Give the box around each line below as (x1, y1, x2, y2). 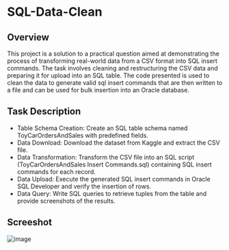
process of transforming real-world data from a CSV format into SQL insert (7, 57, 217, 65)
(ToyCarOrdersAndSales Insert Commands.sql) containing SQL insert (16, 160, 212, 168)
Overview (7, 32, 50, 43)
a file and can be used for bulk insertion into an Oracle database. (7, 86, 190, 94)
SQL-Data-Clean (7, 4, 103, 20)
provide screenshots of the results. (16, 197, 116, 205)
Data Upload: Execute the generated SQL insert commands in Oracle (16, 175, 211, 183)
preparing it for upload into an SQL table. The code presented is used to (7, 71, 210, 79)
